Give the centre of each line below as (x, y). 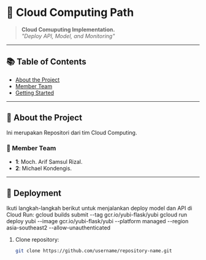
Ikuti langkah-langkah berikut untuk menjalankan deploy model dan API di (99, 208)
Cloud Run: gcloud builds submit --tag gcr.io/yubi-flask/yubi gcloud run (97, 215)
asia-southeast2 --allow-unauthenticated (59, 227)
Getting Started (34, 93)
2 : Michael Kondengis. (44, 168)
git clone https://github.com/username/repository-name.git (93, 251)
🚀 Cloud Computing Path (70, 13)
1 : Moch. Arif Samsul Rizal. (49, 161)
